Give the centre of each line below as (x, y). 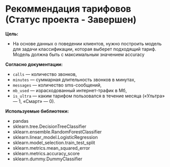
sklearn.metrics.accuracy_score (46, 153)
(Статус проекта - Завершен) (71, 20)
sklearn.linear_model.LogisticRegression (55, 137)
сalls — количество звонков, (45, 74)
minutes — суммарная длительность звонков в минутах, (74, 79)
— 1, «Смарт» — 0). (34, 101)
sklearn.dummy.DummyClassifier (47, 159)
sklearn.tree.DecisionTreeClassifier (50, 126)
